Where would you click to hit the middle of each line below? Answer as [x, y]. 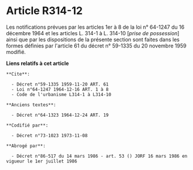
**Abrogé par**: [26, 146]
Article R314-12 [45, 11]
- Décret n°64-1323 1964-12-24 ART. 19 [60, 115]
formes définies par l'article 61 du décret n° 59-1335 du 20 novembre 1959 [96, 46]
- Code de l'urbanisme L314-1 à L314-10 [61, 94]
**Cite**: [18, 74]
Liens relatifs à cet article [38, 63]
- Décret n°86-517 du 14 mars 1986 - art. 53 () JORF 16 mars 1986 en [99, 156]
